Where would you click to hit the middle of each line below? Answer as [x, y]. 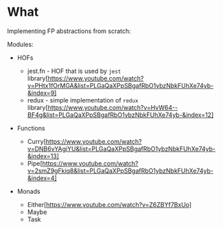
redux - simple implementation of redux [83, 100]
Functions [31, 128]
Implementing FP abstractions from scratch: [69, 31]
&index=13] [43, 156]
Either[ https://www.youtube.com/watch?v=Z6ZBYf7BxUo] [109, 204]
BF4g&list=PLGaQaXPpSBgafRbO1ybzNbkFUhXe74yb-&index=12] [120, 115]
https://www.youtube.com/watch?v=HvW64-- [113, 107]
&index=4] [42, 178]
